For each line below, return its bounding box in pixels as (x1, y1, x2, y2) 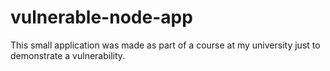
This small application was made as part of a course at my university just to (10, 39, 321, 51)
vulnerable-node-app (10, 6, 193, 29)
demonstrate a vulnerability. (10, 49, 126, 61)
